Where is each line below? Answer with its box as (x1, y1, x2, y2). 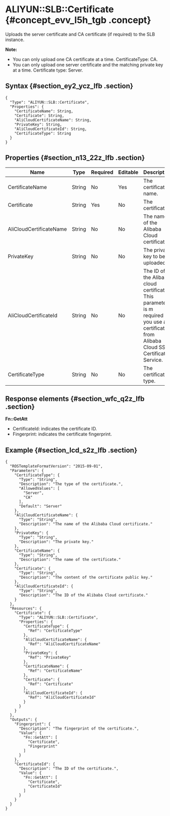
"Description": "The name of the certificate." (18, 557, 121, 562)
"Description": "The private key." (18, 540, 94, 545)
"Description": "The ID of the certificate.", (18, 766, 119, 771)
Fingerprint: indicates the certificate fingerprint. (12, 431, 112, 437)
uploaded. (143, 259, 167, 266)
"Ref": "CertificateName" (27, 668, 82, 674)
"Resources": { (10, 606, 42, 611)
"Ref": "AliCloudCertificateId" (27, 695, 96, 700)
